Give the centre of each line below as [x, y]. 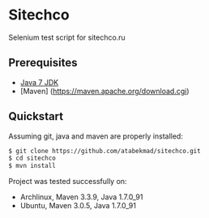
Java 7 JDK [39, 82]
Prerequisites [43, 63]
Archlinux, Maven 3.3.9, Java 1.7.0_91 [81, 197]
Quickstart [36, 116]
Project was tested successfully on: [68, 182]
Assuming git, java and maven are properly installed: [96, 136]
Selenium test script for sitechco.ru [67, 37]
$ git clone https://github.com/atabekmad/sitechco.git [104, 151]
